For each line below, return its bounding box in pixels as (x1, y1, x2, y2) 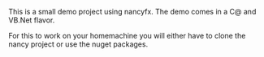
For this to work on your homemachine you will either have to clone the (8, 31, 246, 40)
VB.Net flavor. (8, 15, 55, 25)
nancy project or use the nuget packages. (8, 39, 149, 49)
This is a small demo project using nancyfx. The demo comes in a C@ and (8, 7, 257, 16)
